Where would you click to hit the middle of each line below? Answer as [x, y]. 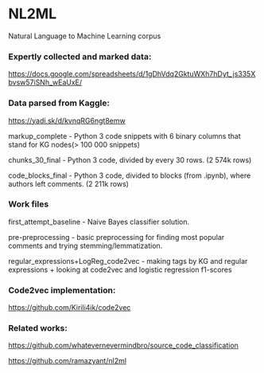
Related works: [38, 328]
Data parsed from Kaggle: [59, 103]
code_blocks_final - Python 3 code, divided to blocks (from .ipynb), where [130, 175]
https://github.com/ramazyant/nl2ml [68, 361]
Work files [29, 204]
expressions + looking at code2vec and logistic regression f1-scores [120, 269]
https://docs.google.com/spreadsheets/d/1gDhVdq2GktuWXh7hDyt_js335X [132, 74]
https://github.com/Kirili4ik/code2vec [70, 308]
